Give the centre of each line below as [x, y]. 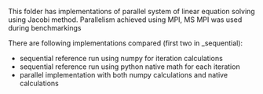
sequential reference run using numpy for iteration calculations [121, 58]
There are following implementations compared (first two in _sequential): [126, 43]
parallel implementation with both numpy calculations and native [124, 75]
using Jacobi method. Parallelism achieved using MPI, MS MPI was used [125, 20]
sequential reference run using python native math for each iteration [130, 67]
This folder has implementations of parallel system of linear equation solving [131, 11]
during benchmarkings [45, 28]
